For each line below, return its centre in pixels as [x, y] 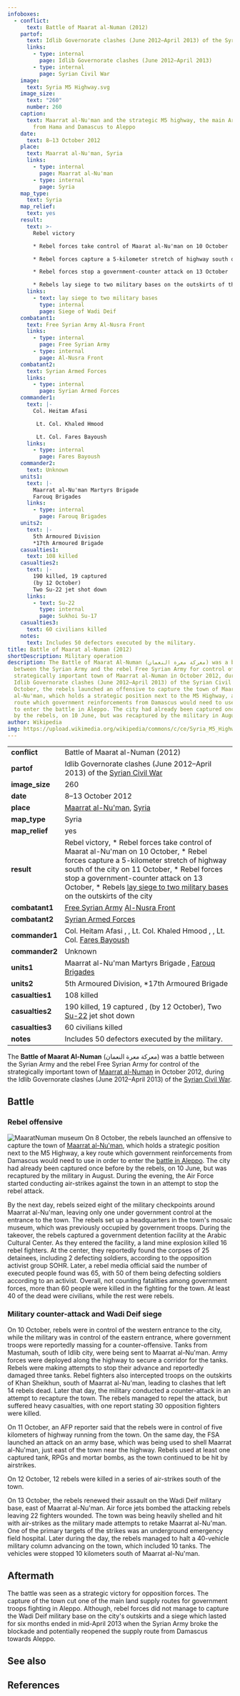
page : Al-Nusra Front [71, 358]
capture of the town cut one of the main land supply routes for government [117, 1600]
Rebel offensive [35, 1122]
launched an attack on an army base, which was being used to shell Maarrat [120, 1442]
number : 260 [44, 107]
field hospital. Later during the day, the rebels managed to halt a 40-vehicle [119, 1538]
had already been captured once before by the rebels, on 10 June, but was [117, 1168]
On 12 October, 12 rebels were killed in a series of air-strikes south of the [114, 1479]
